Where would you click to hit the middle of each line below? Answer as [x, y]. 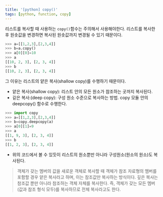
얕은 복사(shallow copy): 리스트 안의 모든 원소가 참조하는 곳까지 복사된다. [82, 91]
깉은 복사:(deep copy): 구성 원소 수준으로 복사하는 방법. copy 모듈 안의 [80, 98]
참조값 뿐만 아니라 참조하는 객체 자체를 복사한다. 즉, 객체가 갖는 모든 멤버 [86, 183]
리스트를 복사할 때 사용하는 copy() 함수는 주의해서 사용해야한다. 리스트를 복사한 [80, 29]
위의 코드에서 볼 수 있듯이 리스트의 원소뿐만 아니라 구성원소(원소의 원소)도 [82, 155]
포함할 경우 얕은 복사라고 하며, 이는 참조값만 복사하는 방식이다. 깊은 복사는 [87, 177]
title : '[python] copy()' [31, 10]
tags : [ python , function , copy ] [38, 14]
